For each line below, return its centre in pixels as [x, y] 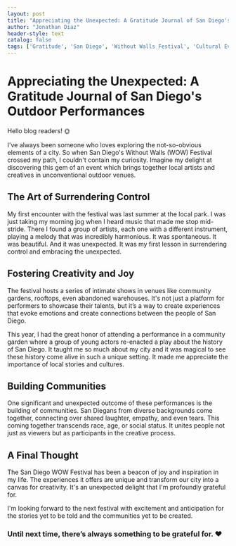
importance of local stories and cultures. [66, 364]
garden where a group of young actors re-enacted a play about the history [115, 342]
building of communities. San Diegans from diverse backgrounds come [110, 411]
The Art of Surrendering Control [79, 197]
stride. [17, 229]
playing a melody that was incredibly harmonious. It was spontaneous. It [112, 236]
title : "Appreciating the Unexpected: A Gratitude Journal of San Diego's [119, 20]
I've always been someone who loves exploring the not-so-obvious [105, 144]
